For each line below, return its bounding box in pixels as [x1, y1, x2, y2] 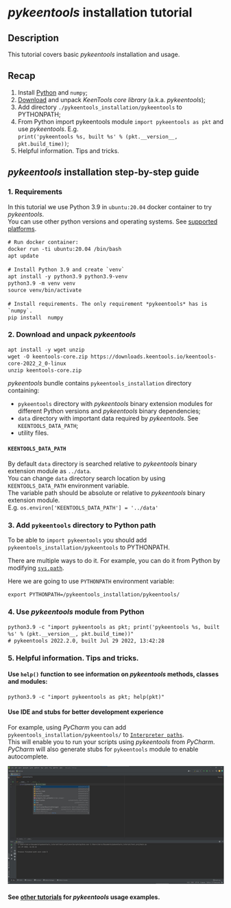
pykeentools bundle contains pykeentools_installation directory [8, 379, 192, 387]
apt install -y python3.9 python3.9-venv [8, 273, 128, 280]
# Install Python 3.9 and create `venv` [8, 266, 125, 273]
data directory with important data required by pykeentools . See [17, 414, 199, 422]
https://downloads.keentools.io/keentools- [90, 353, 217, 360]
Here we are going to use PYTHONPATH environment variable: [8, 577, 175, 586]
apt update [8, 252, 39, 259]
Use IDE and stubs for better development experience [8, 708, 164, 716]
